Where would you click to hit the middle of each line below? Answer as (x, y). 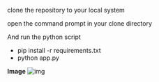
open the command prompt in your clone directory (79, 23)
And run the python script (44, 37)
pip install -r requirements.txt (59, 50)
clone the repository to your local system (66, 10)
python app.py (38, 58)
